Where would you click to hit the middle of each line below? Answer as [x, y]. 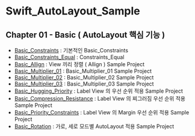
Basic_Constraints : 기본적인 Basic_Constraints [71, 50]
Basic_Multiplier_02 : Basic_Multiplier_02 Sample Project [84, 77]
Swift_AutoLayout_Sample [73, 11]
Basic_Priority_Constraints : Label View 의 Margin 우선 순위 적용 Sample [102, 112]
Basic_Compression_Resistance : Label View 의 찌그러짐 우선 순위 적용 [100, 98]
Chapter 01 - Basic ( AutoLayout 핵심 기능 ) [85, 35]
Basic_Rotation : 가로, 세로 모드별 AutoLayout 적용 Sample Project [94, 126]
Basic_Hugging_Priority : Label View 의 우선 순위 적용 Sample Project [98, 91]
